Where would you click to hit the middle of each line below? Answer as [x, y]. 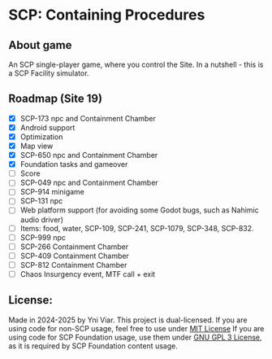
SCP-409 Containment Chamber [75, 256]
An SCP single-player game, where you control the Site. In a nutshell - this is [136, 64]
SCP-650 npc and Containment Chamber [89, 155]
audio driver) [41, 219]
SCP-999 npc [43, 237]
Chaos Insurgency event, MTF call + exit [88, 274]
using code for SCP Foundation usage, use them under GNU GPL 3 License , [135, 337]
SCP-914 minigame [52, 192]
